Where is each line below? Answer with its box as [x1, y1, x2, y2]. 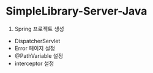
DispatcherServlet [14, 37, 61, 44]
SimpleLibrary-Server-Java [6, 4, 147, 18]
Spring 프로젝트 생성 [14, 25, 65, 32]
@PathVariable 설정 [14, 52, 64, 59]
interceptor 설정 [14, 60, 54, 67]
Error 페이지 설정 [14, 44, 56, 52]
